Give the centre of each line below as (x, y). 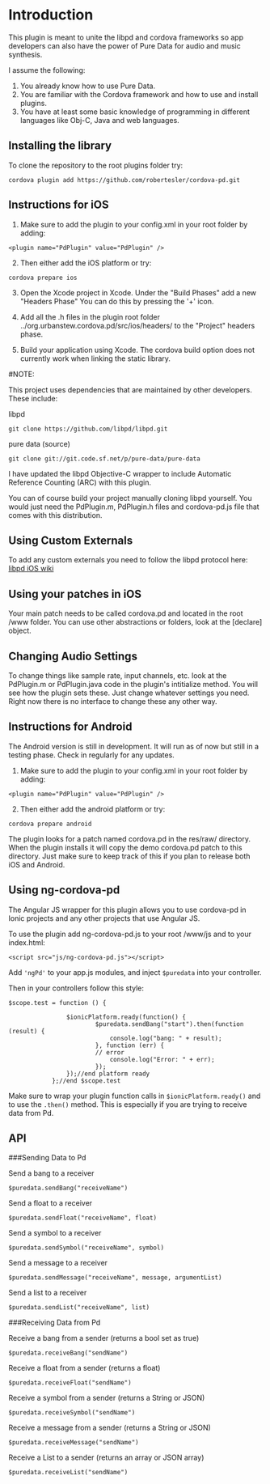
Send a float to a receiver (51, 1203)
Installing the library (60, 146)
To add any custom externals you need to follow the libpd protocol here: (128, 560)
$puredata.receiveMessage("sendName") (74, 1443)
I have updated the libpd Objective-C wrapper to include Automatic (120, 473)
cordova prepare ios (43, 278)
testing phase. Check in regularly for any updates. (92, 755)
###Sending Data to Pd (47, 1158)
